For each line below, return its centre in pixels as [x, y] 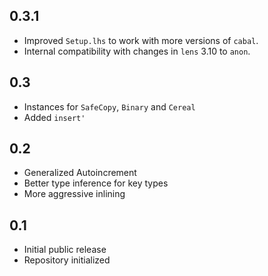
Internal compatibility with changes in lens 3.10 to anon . [137, 51]
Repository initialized [67, 260]
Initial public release [65, 250]
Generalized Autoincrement [80, 173]
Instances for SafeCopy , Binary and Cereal [109, 106]
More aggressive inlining [74, 194]
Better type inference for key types [96, 183]
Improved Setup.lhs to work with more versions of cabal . [141, 40]
